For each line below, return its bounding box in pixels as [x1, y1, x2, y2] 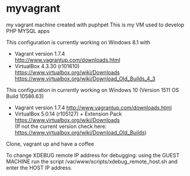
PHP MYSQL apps [6, 27, 50, 34]
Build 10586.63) [6, 93, 44, 100]
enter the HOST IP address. [6, 164, 72, 171]
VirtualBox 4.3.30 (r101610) [14, 62, 80, 69]
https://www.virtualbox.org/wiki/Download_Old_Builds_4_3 [14, 75, 155, 82]
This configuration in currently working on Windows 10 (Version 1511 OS [6, 86, 179, 93]
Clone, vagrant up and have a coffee [6, 140, 94, 147]
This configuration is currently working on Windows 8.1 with [6, 39, 151, 46]
